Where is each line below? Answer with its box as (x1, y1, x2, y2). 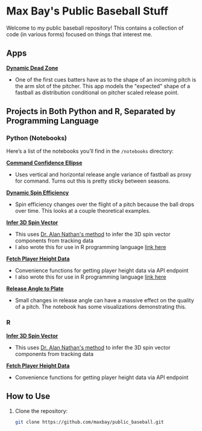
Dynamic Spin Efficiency (6, 189, 69, 196)
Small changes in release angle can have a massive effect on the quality (14, 297, 194, 304)
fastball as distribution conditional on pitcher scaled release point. (14, 89, 179, 96)
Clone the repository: (14, 407, 68, 415)
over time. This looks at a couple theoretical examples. (14, 207, 151, 215)
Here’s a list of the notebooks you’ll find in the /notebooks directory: (6, 147, 174, 155)
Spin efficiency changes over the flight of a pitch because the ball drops (14, 201, 195, 208)
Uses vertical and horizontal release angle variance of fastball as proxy (14, 171, 192, 178)
